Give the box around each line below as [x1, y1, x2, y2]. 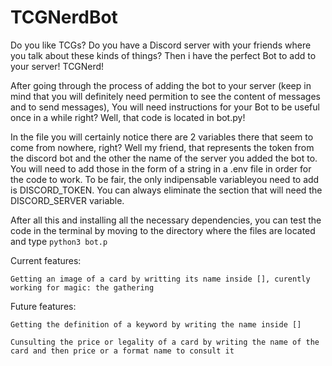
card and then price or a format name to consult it [10, 346, 235, 356]
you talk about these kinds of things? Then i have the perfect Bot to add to [10, 49, 317, 61]
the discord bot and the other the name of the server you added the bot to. [10, 152, 318, 164]
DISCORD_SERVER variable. [10, 194, 125, 206]
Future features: [10, 300, 77, 312]
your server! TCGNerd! [10, 60, 105, 72]
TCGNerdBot [10, 6, 118, 29]
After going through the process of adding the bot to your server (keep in [10, 79, 312, 91]
